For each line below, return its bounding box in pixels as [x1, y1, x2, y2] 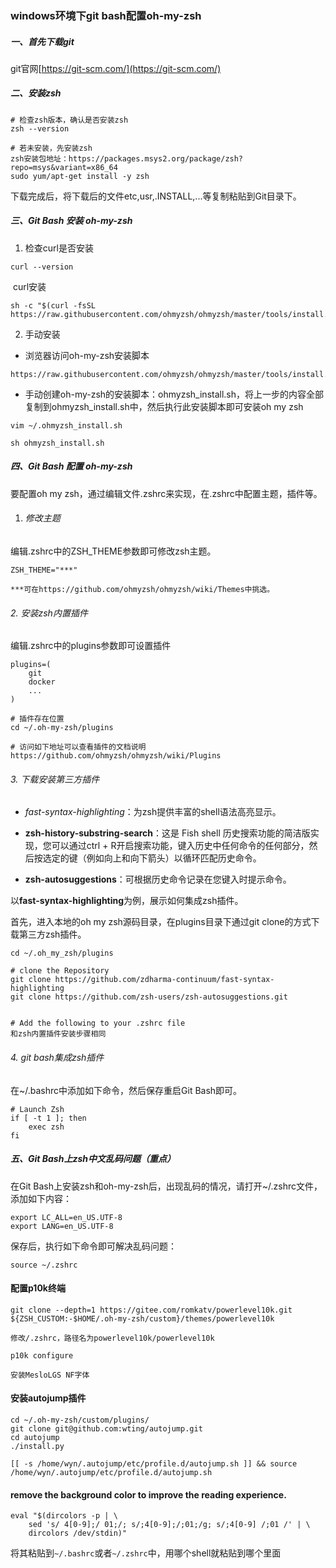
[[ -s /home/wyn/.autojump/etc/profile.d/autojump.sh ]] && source [10, 1458, 298, 1469]
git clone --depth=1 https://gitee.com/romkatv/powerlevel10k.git [10, 1305, 293, 1315]
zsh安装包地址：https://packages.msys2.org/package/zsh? [10, 153, 244, 164]
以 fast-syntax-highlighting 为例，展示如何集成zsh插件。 [10, 895, 244, 907]
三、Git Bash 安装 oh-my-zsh [10, 215, 133, 227]
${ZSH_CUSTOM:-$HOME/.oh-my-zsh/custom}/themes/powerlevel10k [10, 1313, 275, 1324]
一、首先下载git [10, 35, 75, 47]
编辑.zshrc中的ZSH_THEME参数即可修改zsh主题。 [10, 545, 217, 557]
